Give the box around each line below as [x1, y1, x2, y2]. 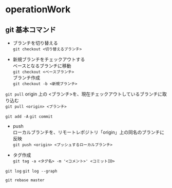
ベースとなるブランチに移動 [12, 63, 71, 69]
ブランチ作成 [12, 74, 40, 81]
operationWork [5, 4, 71, 15]
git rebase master [5, 178, 45, 183]
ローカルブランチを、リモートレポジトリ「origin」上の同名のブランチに [12, 129, 165, 135]
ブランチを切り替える [12, 40, 58, 46]
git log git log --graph [5, 168, 58, 174]
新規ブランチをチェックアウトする [12, 57, 85, 62]
